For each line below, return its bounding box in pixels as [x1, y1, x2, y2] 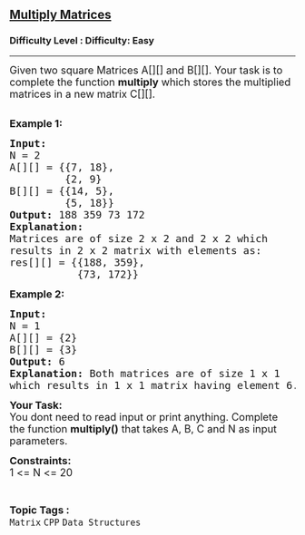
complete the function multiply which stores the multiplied [9, 75, 291, 89]
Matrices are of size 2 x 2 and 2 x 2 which [9, 231, 269, 245]
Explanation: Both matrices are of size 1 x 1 [9, 366, 280, 380]
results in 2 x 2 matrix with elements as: [9, 244, 262, 257]
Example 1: [9, 117, 64, 130]
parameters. [9, 434, 68, 447]
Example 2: [9, 287, 65, 300]
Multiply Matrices [9, 7, 112, 23]
